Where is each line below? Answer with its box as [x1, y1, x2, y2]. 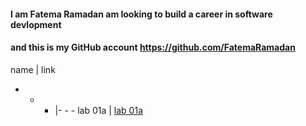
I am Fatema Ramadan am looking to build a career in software [10, 8, 273, 20]
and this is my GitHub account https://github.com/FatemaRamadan [10, 41, 296, 54]
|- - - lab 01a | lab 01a [54, 104, 144, 116]
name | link [10, 63, 56, 75]
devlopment [10, 18, 62, 30]
